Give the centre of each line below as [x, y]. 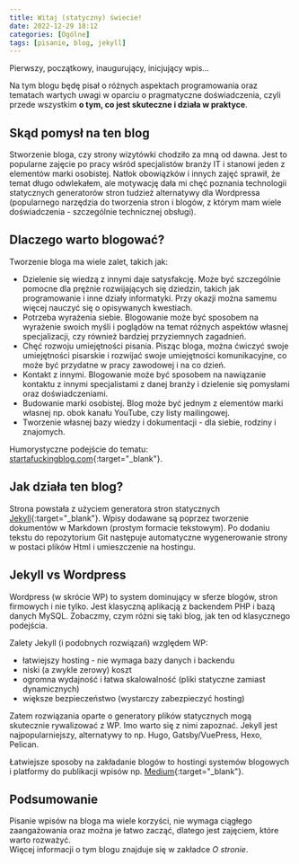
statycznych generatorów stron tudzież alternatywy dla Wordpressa [135, 193]
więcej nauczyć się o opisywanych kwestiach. [107, 307]
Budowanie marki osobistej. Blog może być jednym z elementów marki [153, 403]
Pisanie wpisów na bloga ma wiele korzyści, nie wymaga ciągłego [131, 821]
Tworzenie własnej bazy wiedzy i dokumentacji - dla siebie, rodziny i [149, 422]
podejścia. [28, 625]
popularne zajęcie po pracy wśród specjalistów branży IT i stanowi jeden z [147, 164]
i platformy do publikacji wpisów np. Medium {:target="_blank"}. [127, 771]
